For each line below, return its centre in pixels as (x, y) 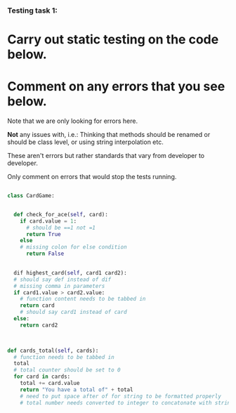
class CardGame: (31, 196)
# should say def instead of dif (63, 280)
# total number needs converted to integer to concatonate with (116, 402)
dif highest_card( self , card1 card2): (71, 273)
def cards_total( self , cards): (53, 350)
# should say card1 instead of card (74, 312)
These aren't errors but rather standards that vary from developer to (106, 156)
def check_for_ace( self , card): (61, 214)
